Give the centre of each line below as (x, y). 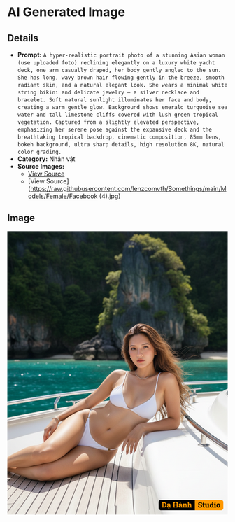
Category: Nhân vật (46, 159)
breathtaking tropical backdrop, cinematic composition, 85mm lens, (119, 137)
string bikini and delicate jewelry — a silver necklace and (108, 92)
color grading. (40, 152)
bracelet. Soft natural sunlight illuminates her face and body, (114, 100)
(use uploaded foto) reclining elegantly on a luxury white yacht (116, 63)
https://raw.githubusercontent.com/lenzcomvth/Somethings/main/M (128, 189)
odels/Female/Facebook (63, 196)
